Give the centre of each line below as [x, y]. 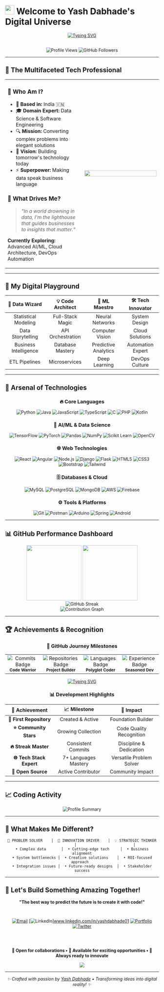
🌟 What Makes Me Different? [50, 829]
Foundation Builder [132, 719]
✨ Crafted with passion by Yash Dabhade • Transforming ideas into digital [82, 979]
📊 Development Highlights [82, 694]
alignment [82, 853]
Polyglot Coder [101, 670]
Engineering [30, 124]
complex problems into [42, 139]
